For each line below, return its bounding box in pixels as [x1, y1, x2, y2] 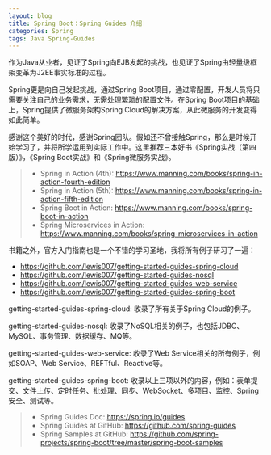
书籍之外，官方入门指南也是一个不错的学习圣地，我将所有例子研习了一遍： [8, 246, 256, 255]
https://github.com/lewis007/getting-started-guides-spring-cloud [19, 262, 239, 272]
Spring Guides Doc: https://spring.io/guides [40, 412, 186, 422]
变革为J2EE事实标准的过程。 [15, 68, 110, 78]
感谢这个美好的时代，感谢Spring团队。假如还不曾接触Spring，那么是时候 [8, 133, 250, 142]
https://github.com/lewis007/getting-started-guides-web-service [19, 279, 238, 289]
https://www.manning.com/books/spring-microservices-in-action [40, 229, 258, 238]
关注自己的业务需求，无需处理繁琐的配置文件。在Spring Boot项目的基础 [22, 95, 260, 105]
